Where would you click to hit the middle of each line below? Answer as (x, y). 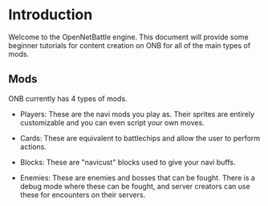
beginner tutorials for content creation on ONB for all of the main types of (130, 45)
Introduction (51, 15)
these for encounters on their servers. (83, 195)
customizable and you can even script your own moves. (112, 123)
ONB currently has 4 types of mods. (68, 99)
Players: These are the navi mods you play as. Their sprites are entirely (137, 114)
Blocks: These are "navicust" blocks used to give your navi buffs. (128, 162)
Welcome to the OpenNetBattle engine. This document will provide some (128, 37)
